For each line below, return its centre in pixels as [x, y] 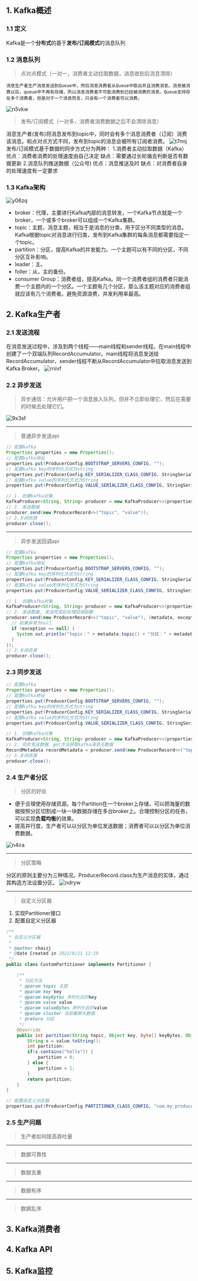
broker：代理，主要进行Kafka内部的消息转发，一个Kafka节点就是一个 [98, 213]
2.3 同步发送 [24, 672]
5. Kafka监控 [29, 1271]
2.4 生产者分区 [27, 777]
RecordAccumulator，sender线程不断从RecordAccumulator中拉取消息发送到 [99, 361]
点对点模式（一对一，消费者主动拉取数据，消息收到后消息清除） [98, 73]
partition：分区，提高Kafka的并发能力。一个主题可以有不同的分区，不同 [101, 250]
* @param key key [40, 992]
